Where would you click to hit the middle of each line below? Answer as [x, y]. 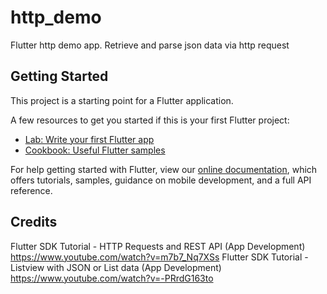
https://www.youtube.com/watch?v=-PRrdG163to [112, 278]
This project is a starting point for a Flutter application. [122, 100]
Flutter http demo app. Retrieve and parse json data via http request [150, 45]
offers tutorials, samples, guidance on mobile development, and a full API [161, 180]
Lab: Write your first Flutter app [89, 139]
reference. [31, 190]
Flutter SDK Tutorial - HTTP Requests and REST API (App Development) [158, 246]
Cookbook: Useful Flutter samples [95, 150]
